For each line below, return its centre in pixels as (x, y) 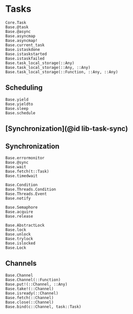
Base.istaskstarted (26, 54)
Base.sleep (17, 108)
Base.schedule (21, 113)
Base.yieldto (19, 104)
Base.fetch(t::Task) (27, 171)
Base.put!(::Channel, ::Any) (36, 284)
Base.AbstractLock (25, 225)
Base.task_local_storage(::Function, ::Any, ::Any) (62, 72)
